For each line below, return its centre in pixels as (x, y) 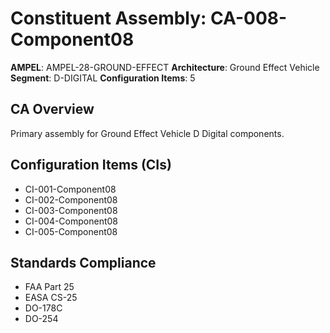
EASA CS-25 (51, 298)
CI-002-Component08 (71, 199)
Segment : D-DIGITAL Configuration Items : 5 (103, 78)
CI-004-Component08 (71, 221)
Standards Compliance (83, 262)
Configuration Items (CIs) (91, 165)
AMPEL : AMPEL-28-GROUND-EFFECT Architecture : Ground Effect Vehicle (165, 67)
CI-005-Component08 (71, 231)
